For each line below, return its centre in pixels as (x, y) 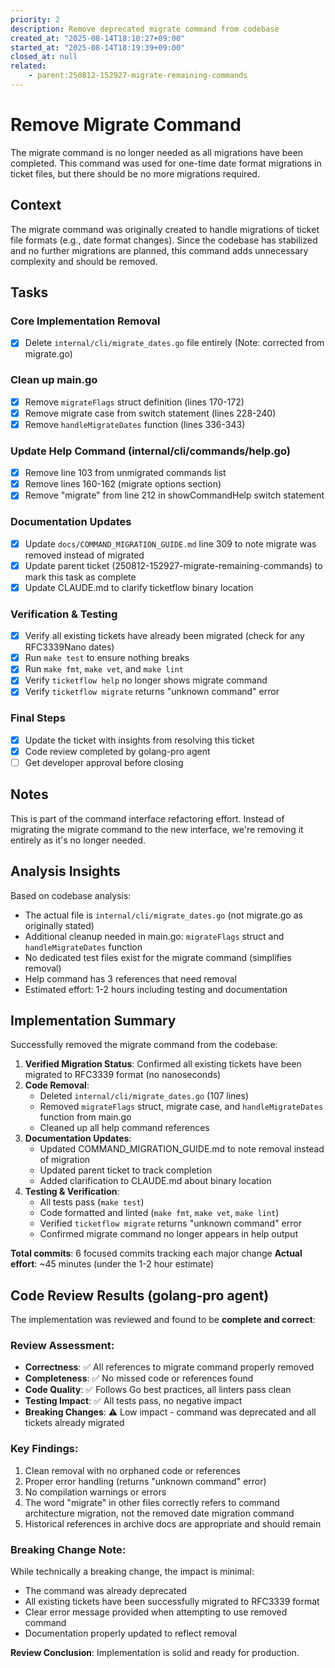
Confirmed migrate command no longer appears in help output (168, 1234)
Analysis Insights (65, 871)
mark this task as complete (80, 577)
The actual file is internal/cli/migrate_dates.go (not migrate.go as (163, 915)
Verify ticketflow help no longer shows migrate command (146, 680)
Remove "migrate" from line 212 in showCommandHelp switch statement (174, 495)
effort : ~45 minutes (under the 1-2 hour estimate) (112, 1264)
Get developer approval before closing (104, 762)
